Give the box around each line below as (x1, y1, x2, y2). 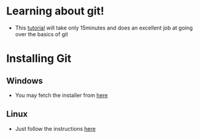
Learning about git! (6, 4, 104, 18)
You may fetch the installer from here (15, 92, 108, 99)
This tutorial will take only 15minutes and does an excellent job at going (15, 24, 193, 31)
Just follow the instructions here (15, 125, 96, 132)
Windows (6, 75, 43, 86)
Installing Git (6, 52, 72, 66)
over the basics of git (15, 30, 69, 37)
